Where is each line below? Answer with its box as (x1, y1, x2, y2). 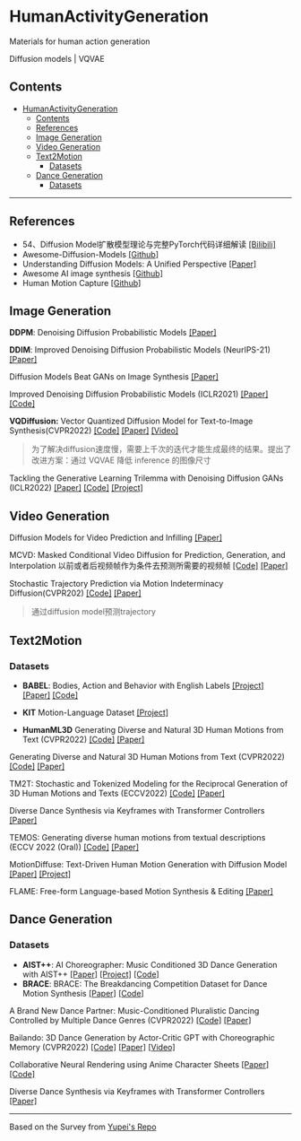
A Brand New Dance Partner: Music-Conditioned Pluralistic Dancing (9, 1005, 260, 1015)
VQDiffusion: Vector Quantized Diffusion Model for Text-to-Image (9, 415, 254, 427)
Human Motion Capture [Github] (21, 277, 142, 288)
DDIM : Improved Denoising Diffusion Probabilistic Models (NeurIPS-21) (9, 344, 271, 355)
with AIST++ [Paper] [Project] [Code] (21, 969, 159, 980)
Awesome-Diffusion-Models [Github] (21, 248, 159, 259)
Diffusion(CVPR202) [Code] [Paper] (9, 588, 142, 598)
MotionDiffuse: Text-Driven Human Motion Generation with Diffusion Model (9, 858, 288, 869)
